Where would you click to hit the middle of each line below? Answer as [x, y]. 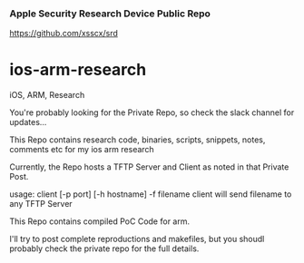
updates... [28, 122]
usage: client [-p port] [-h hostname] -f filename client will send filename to [151, 194]
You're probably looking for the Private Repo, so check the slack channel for [152, 112]
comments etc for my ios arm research [82, 150]
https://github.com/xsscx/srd [64, 34]
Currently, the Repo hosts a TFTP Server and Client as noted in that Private [149, 167]
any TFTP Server [41, 204]
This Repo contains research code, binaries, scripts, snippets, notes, [137, 140]
